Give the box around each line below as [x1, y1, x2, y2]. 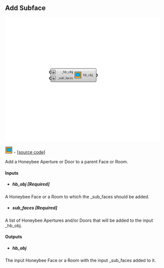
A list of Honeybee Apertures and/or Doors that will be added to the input [5, 217, 153, 223]
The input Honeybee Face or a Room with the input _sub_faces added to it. [5, 258, 156, 264]
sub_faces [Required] [12, 205, 57, 211]
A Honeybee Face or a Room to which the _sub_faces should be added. [5, 194, 150, 200]
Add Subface [5, 4, 46, 12]
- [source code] [13, 149, 46, 155]
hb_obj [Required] [12, 181, 50, 187]
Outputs [5, 234, 23, 240]
